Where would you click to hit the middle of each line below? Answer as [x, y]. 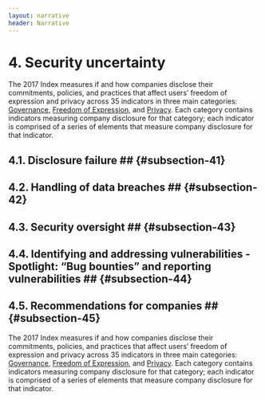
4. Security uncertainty [87, 63]
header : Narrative [39, 23]
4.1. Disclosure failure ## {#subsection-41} [117, 160]
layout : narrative [39, 16]
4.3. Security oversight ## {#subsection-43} [122, 227]
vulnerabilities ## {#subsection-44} [101, 279]
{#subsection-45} [55, 318]
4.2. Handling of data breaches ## [95, 188]
